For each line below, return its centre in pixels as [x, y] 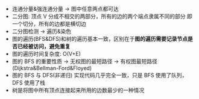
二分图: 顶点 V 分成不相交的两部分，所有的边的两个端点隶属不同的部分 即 [102, 16]
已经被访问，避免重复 [44, 46]
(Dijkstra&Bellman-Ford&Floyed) [52, 68]
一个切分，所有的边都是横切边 [49, 24]
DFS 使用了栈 [29, 82]
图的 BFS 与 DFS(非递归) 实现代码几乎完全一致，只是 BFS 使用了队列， [99, 75]
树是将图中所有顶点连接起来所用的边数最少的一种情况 [78, 90]
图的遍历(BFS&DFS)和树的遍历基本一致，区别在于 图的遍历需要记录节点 [100, 39]
